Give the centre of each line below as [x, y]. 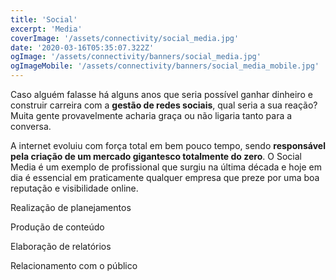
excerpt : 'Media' [46, 29]
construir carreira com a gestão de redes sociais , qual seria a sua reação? [164, 105]
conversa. [31, 126]
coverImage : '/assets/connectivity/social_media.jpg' [125, 38]
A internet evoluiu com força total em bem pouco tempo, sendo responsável [168, 145]
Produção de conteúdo [57, 227]
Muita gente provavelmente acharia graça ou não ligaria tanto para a [151, 115]
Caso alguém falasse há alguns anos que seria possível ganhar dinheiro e [161, 94]
